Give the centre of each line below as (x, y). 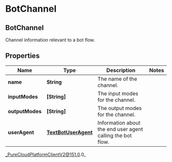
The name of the (117, 78)
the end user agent (120, 129)
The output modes (120, 108)
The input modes (118, 93)
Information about (119, 123)
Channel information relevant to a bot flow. (50, 40)
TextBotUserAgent (70, 132)
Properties (23, 56)
